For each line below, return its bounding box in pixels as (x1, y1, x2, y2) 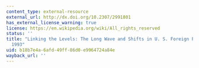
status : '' (6, 31, 33, 37)
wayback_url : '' (6, 53, 46, 59)
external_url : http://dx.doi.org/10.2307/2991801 (6, 14, 131, 20)
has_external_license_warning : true (6, 20, 97, 25)
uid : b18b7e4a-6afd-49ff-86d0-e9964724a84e (6, 47, 115, 53)
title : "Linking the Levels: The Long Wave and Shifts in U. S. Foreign (6, 36, 190, 42)
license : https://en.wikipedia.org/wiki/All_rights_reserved (6, 25, 161, 31)
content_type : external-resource (6, 8, 89, 15)
